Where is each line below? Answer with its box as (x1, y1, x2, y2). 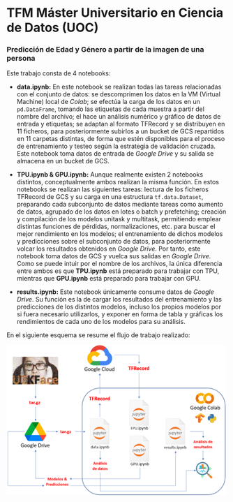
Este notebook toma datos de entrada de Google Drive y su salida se (16, 149, 214, 158)
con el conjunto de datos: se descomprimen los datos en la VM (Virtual (16, 90, 221, 98)
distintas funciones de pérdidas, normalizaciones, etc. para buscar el (16, 222, 216, 231)
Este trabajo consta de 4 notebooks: (6, 69, 111, 77)
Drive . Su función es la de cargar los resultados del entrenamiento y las (16, 295, 223, 304)
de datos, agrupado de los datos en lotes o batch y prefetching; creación (16, 207, 227, 216)
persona (6, 54, 36, 64)
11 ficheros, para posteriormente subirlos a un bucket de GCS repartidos (16, 127, 225, 135)
